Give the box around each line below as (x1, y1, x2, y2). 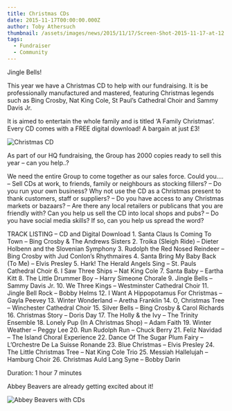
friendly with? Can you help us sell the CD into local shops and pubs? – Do (7, 209, 220, 217)
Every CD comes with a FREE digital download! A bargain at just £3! (7, 124, 200, 133)
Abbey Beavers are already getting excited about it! (7, 382, 154, 390)
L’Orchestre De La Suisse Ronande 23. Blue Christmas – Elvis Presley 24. (7, 340, 215, 349)
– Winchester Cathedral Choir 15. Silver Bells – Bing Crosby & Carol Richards (7, 303, 224, 312)
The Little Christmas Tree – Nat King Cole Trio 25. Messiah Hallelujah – (7, 348, 208, 356)
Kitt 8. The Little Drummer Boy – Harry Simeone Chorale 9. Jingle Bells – (7, 274, 213, 282)
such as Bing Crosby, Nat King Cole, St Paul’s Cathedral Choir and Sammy (7, 96, 219, 104)
